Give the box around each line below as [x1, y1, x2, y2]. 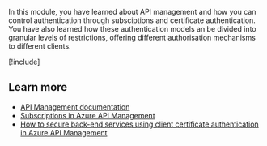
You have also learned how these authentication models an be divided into [8, 24, 256, 33]
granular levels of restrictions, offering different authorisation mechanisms [8, 32, 256, 42]
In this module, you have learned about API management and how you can [8, 7, 256, 16]
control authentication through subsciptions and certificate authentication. [8, 15, 256, 25]
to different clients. [8, 41, 71, 51]
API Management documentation [19, 101, 130, 112]
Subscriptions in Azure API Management [19, 110, 155, 120]
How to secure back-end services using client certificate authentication [19, 119, 259, 129]
